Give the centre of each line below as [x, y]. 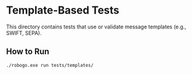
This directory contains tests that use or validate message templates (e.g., [96, 27]
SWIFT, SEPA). [24, 33]
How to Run [28, 52]
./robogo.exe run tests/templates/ [50, 65]
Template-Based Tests [63, 10]
